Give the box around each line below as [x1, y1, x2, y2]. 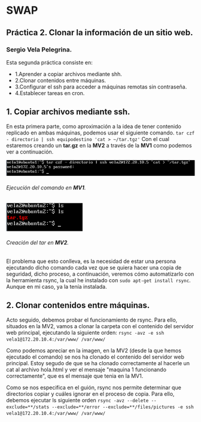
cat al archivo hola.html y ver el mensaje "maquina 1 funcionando [6, 366, 166, 373]
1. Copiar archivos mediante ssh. [6, 107, 130, 117]
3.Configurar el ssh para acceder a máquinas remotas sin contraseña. [14, 83, 187, 90]
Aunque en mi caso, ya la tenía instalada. [6, 283, 108, 290]
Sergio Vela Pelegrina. [6, 45, 72, 54]
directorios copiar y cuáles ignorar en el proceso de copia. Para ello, [6, 390, 175, 397]
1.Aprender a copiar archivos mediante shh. [14, 70, 123, 78]
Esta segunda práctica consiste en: [6, 59, 93, 66]
